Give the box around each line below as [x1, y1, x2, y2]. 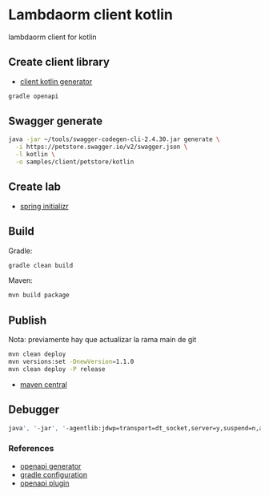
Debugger [8, 403, 60, 417]
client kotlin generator [19, 76, 93, 86]
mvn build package [8, 291, 70, 300]
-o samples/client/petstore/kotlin [15, 158, 134, 166]
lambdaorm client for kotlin [8, 32, 98, 42]
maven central [19, 379, 68, 389]
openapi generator [19, 461, 82, 470]
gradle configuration [19, 470, 88, 479]
